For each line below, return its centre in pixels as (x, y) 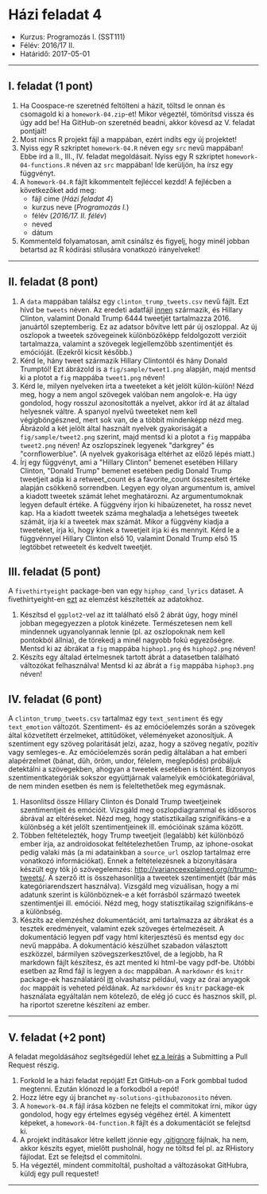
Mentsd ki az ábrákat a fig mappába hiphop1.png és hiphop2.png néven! (137, 649)
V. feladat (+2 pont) (57, 1037)
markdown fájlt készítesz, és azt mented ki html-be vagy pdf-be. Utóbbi (137, 963)
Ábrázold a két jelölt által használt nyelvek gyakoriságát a (114, 428)
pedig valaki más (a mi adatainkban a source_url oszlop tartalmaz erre (135, 852)
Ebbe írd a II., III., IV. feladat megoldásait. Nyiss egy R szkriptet (122, 156)
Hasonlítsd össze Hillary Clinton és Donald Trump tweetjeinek (120, 802)
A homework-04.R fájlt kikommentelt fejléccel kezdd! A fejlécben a (126, 182)
